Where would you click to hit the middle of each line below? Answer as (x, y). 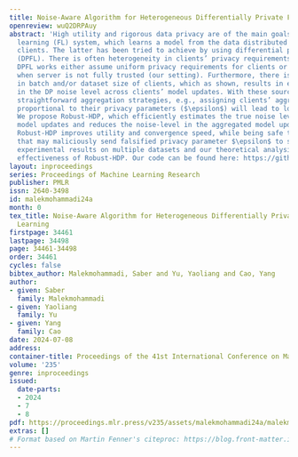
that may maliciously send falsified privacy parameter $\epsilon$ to (150, 141)
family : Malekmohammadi (61, 299)
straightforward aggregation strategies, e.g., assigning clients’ (145, 100)
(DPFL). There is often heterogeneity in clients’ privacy (129, 59)
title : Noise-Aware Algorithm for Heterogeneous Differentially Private (146, 17)
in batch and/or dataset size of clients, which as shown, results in (150, 84)
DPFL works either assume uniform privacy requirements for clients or (153, 68)
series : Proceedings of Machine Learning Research (105, 174)
